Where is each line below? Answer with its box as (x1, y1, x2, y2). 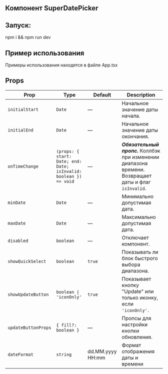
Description (126, 91, 155, 98)
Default (93, 91, 111, 98)
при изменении (121, 153, 159, 160)
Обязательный (121, 141, 159, 148)
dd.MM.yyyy (87, 347, 117, 354)
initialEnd (7, 127, 33, 133)
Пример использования (5, 48, 84, 57)
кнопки (121, 327, 139, 334)
